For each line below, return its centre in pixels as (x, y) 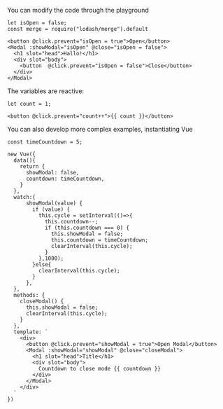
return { (33, 167)
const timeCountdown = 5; (45, 142)
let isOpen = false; (37, 23)
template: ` (31, 332)
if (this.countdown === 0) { (87, 228)
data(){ (25, 160)
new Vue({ (22, 154)
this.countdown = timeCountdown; (100, 240)
